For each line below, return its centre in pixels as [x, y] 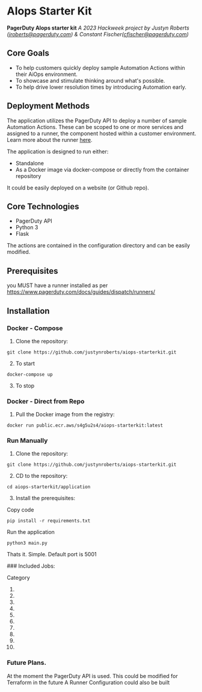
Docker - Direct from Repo [46, 401]
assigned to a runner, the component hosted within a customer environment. [102, 133]
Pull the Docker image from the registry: [65, 414]
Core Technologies [43, 206]
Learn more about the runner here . [50, 139]
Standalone [30, 163]
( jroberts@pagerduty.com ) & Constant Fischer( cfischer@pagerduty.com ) [98, 34]
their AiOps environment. [46, 74]
